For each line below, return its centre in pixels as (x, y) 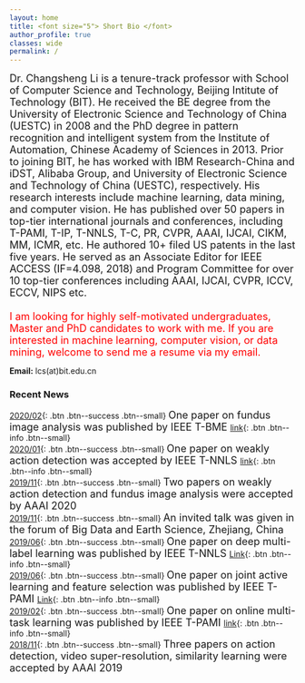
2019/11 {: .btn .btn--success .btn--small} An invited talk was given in (152, 518)
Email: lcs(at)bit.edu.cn (53, 371)
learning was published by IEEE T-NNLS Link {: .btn (151, 554)
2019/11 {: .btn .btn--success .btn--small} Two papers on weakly (141, 482)
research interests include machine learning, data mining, (148, 198)
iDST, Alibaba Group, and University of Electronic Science (148, 174)
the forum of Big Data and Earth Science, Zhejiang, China (147, 530)
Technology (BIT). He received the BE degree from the (140, 102)
